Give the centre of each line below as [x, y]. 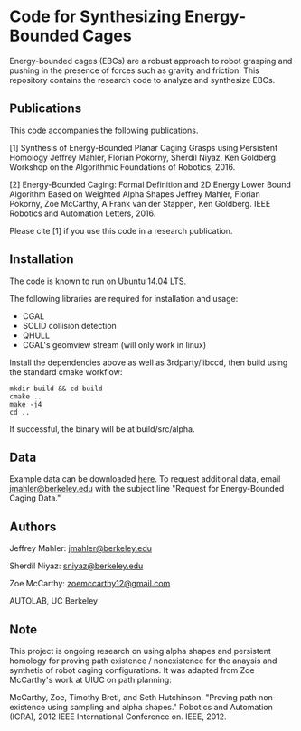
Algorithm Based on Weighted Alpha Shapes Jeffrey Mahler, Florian [135, 194]
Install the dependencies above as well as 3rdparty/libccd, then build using [149, 362]
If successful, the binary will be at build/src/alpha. [102, 429]
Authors [33, 526]
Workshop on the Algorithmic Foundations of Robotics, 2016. [122, 167]
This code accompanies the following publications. [104, 130]
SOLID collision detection [70, 325]
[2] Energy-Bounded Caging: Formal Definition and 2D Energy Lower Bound [150, 184]
